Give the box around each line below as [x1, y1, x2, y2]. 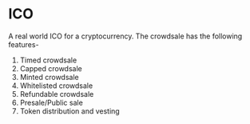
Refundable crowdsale [19, 89, 94, 98]
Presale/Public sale [19, 98, 84, 107]
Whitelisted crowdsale [19, 81, 93, 90]
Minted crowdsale [19, 72, 79, 82]
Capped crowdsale [19, 63, 82, 73]
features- [8, 39, 39, 49]
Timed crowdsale [19, 55, 77, 65]
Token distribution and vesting [19, 106, 120, 116]
